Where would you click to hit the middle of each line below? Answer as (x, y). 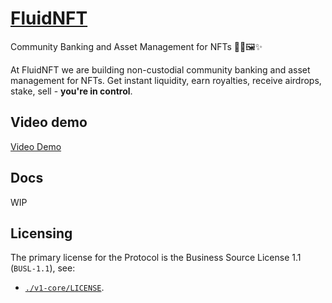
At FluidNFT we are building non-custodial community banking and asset (160, 69)
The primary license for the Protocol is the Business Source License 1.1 (156, 258)
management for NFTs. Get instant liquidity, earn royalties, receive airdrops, (166, 80)
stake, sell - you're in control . (71, 91)
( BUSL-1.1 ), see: (43, 268)
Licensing (41, 233)
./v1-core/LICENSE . (64, 288)
